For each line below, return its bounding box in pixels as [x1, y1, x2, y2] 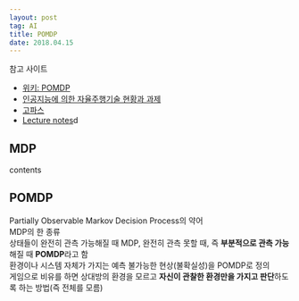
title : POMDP [9, 29, 58, 38]
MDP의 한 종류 [9, 226, 61, 237]
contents [9, 164, 42, 175]
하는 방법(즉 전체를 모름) [18, 282, 104, 293]
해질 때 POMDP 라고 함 [9, 248, 89, 259]
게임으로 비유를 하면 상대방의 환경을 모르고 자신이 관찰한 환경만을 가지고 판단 [9, 271, 275, 281]
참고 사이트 [9, 63, 48, 74]
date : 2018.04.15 [9, 38, 74, 47]
